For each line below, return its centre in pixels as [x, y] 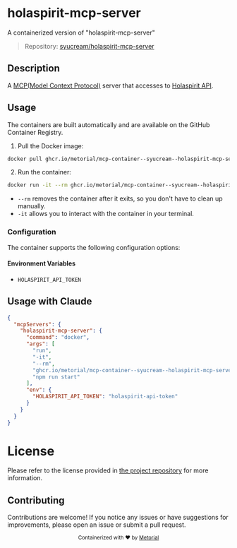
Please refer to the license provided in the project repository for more [108, 470]
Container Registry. [35, 132]
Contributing [36, 500]
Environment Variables [42, 263]
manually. [31, 206]
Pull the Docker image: [50, 145]
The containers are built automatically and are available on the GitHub [109, 124]
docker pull [25, 159]
